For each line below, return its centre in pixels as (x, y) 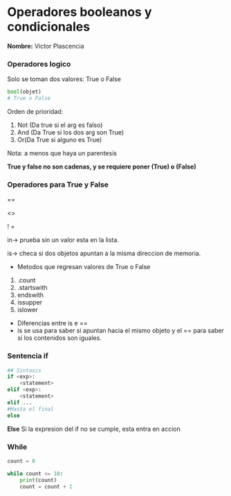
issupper (30, 302)
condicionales (49, 27)
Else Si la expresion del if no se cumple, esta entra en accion (94, 429)
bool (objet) (24, 92)
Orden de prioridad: (35, 111)
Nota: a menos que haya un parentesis (62, 153)
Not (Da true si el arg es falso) (60, 125)
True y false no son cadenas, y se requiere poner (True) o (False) (102, 166)
